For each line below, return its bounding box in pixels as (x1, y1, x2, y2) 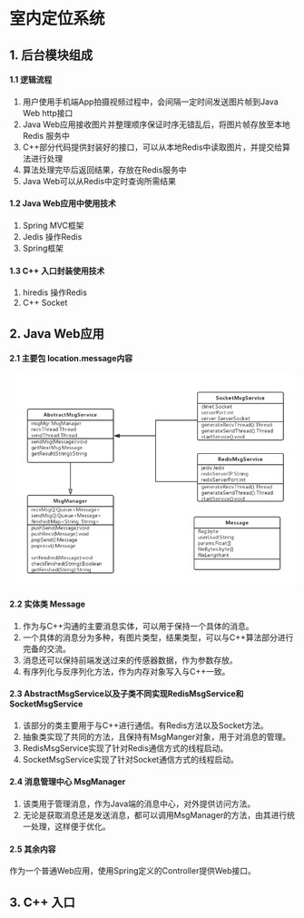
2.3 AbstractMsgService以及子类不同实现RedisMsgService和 (9, 688, 244, 699)
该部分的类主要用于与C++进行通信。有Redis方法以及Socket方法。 (22, 719, 270, 731)
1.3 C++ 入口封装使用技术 (9, 265, 105, 276)
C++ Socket (22, 297, 68, 309)
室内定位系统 (9, 8, 106, 29)
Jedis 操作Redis (22, 231, 83, 242)
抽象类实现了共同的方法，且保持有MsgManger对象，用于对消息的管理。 (22, 731, 291, 742)
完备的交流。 (22, 643, 71, 654)
